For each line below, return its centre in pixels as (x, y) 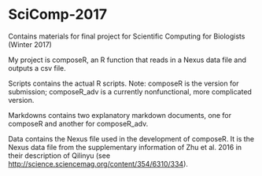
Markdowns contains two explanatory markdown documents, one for (120, 115)
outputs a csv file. (37, 68)
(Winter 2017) (30, 44)
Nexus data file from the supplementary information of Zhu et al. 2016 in (125, 147)
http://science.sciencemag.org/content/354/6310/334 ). (98, 163)
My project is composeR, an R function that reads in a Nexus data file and (127, 60)
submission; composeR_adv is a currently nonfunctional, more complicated (130, 91)
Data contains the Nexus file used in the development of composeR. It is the (131, 138)
